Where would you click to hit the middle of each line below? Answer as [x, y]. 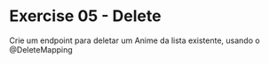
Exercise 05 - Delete [85, 16]
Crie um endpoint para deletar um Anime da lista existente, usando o [134, 40]
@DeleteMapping [41, 49]
